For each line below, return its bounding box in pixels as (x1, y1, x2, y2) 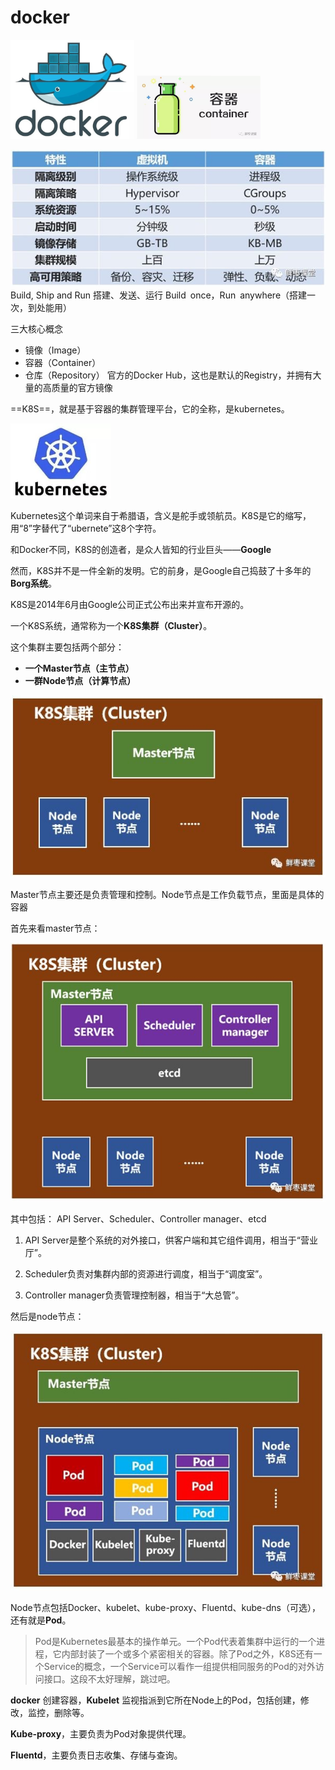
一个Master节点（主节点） (24, 662, 135, 675)
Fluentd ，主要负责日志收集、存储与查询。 (10, 1749, 183, 1761)
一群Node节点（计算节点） (24, 675, 137, 687)
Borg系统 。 (10, 577, 58, 590)
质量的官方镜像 (51, 382, 113, 394)
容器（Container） (24, 357, 102, 369)
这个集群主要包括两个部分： (10, 641, 125, 653)
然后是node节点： (10, 1311, 85, 1323)
